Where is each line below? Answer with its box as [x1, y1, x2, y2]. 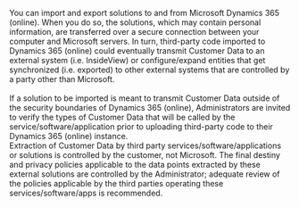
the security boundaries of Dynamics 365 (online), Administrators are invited [9, 103, 291, 112]
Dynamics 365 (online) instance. [9, 131, 129, 141]
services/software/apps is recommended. [9, 187, 163, 198]
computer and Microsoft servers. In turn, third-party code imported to [9, 36, 266, 46]
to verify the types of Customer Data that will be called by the [9, 112, 236, 122]
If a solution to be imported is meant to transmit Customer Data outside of [9, 93, 280, 103]
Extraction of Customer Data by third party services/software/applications [9, 140, 282, 151]
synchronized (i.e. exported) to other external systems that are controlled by [9, 64, 290, 75]
